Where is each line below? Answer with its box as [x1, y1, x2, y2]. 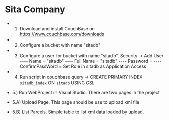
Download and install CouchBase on [19, 25, 95, 31]
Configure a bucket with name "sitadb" [19, 42, 101, 48]
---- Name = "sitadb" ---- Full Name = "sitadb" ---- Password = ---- [19, 58, 162, 64]
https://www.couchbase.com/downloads [19, 31, 104, 37]
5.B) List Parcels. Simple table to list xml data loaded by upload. [12, 109, 144, 115]
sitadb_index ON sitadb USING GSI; [19, 79, 95, 86]
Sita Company [5, 4, 65, 15]
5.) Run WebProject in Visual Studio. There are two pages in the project [12, 89, 160, 95]
